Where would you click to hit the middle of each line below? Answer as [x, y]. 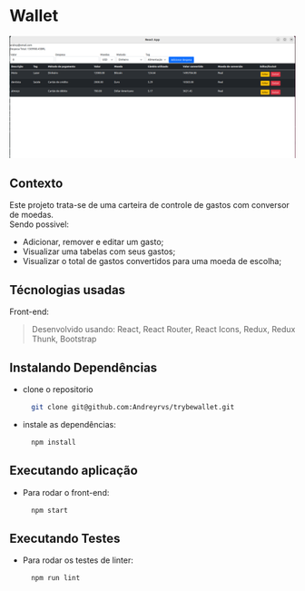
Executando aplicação [74, 471]
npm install [54, 442]
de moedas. [32, 215]
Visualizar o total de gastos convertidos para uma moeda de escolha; [152, 261]
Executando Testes [65, 538]
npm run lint [56, 578]
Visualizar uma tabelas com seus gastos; [99, 251]
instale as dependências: [69, 424]
